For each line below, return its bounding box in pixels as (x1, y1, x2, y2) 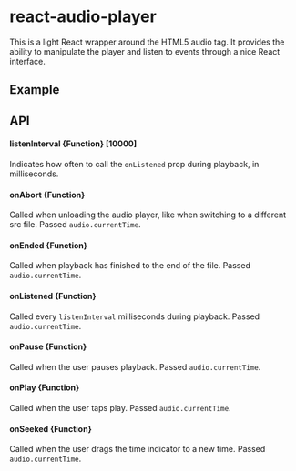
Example (9, 82, 60, 97)
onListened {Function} (9, 290, 97, 301)
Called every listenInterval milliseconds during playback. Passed (9, 311, 260, 322)
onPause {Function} (9, 341, 87, 352)
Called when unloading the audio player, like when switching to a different (9, 209, 287, 220)
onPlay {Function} (9, 382, 80, 393)
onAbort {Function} (9, 189, 86, 200)
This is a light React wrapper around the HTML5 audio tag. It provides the (9, 36, 285, 47)
